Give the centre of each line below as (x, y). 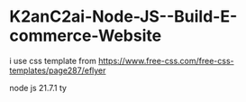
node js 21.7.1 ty (38, 88)
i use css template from (53, 60)
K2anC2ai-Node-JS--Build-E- (123, 17)
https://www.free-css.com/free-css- (166, 60)
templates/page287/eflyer (58, 70)
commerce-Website (86, 36)
